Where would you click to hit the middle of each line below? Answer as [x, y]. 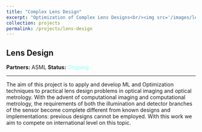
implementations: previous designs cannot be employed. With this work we [99, 116]
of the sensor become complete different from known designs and [88, 110]
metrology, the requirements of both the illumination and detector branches [99, 104]
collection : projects [33, 23]
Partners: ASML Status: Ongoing [47, 67]
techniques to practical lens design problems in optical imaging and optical [99, 91]
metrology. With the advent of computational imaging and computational [96, 97]
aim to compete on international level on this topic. [69, 123]
